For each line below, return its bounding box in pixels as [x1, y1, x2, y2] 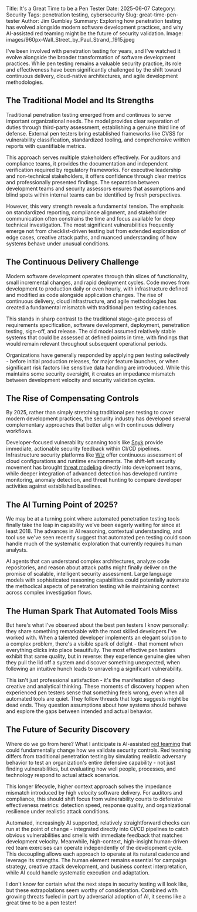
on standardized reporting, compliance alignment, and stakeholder [6, 208, 167, 216]
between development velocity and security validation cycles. [6, 376, 155, 383]
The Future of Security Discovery [6, 725, 130, 735]
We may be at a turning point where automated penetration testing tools [6, 515, 180, 522]
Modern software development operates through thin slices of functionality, [6, 272, 189, 279]
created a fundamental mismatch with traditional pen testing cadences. [6, 303, 178, 310]
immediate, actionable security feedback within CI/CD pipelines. [6, 445, 161, 452]
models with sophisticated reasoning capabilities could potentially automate [6, 576, 189, 583]
